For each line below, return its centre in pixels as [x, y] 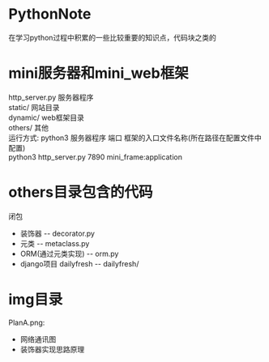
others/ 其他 [29, 127]
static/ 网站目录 [34, 107]
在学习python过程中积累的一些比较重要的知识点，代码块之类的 [112, 37]
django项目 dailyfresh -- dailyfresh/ [79, 263]
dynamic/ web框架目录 [47, 117]
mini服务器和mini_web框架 [98, 73]
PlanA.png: [27, 322]
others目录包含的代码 [81, 192]
